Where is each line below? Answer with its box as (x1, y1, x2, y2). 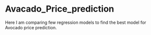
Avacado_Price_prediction (5, 3, 114, 15)
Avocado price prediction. (5, 24, 57, 30)
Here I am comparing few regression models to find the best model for (5, 19, 147, 25)
